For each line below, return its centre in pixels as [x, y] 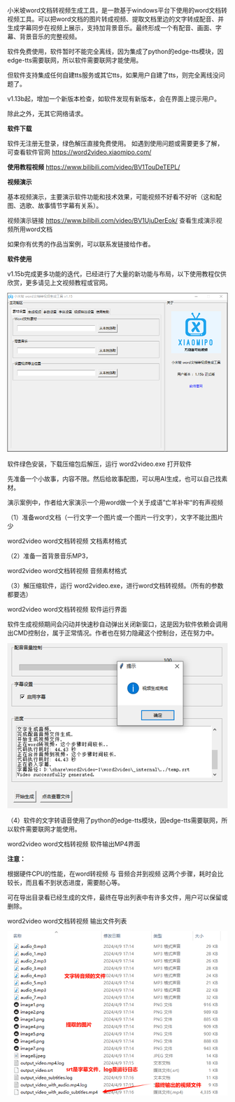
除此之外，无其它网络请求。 [47, 113]
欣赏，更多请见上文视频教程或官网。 [59, 283]
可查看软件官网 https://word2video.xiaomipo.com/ [79, 152]
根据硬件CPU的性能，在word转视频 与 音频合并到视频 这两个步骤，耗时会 [113, 874]
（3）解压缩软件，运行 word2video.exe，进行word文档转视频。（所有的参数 [115, 585]
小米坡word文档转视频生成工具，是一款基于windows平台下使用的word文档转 [117, 10]
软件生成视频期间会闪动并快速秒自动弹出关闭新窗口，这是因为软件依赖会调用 [117, 624]
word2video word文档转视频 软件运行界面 [67, 609]
